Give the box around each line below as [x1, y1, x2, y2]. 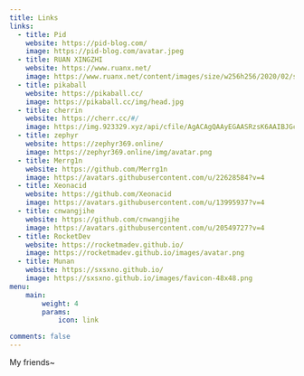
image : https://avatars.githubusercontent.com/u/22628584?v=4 [25, 173, 265, 182]
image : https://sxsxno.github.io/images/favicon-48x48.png [25, 274, 253, 283]
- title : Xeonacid [17, 182, 88, 191]
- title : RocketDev [17, 231, 91, 240]
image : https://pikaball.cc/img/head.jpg [25, 97, 184, 107]
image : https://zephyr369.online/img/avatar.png [25, 147, 213, 156]
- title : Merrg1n [17, 155, 83, 165]
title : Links [9, 13, 59, 23]
